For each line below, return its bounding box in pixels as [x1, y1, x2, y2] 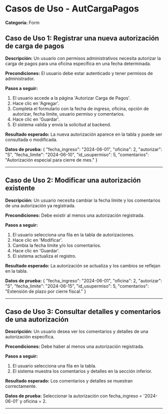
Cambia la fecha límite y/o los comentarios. [12, 242, 101, 248]
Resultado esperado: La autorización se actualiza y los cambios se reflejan [5, 262, 161, 268]
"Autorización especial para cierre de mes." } [5, 157, 98, 163]
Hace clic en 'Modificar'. [12, 237, 63, 243]
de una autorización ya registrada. [5, 202, 76, 208]
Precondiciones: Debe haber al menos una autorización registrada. [5, 343, 144, 349]
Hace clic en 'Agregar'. [12, 100, 59, 106]
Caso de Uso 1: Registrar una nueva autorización [5, 34, 159, 43]
